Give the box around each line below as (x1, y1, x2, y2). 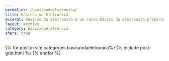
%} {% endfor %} (25, 50, 61, 56)
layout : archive (5, 21, 39, 27)
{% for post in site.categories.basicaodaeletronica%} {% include (5, 45, 139, 50)
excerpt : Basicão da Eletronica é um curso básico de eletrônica (5, 17, 145, 22)
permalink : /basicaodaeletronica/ (5, 7, 78, 13)
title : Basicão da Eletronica (5, 12, 69, 17)
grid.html (5, 50, 24, 56)
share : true (5, 31, 30, 36)
